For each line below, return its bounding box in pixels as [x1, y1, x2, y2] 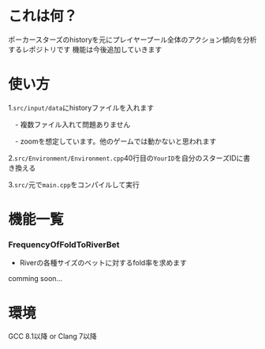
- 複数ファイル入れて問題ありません [14, 119, 131, 129]
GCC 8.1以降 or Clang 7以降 [8, 332, 97, 341]
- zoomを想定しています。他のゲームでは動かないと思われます [14, 136, 217, 146]
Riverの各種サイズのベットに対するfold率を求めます [19, 258, 187, 268]
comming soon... [8, 274, 63, 283]
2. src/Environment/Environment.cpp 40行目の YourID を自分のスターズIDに [8, 153, 244, 163]
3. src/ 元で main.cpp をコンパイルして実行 [8, 179, 140, 190]
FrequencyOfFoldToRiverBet [8, 238, 120, 250]
